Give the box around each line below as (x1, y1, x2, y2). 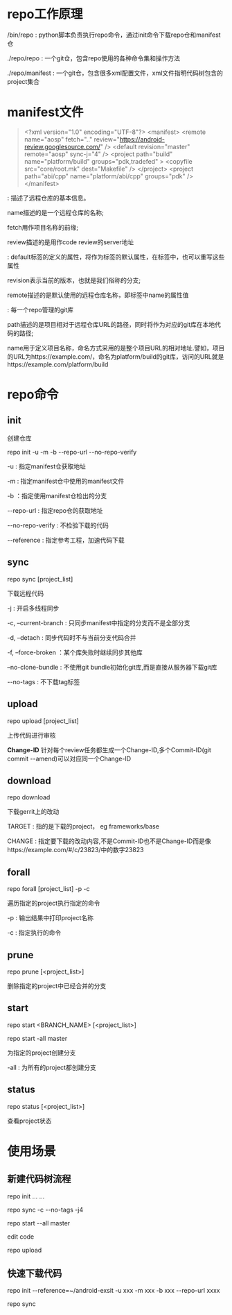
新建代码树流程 (7, 1173, 71, 1185)
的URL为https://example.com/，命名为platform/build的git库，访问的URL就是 (7, 352, 224, 361)
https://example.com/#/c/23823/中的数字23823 (7, 846, 144, 854)
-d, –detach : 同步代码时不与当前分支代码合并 (7, 633, 136, 642)
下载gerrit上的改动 (7, 808, 60, 816)
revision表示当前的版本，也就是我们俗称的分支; (7, 275, 141, 285)
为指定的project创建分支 (7, 1049, 76, 1057)
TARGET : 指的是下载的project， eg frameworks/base (7, 822, 159, 831)
